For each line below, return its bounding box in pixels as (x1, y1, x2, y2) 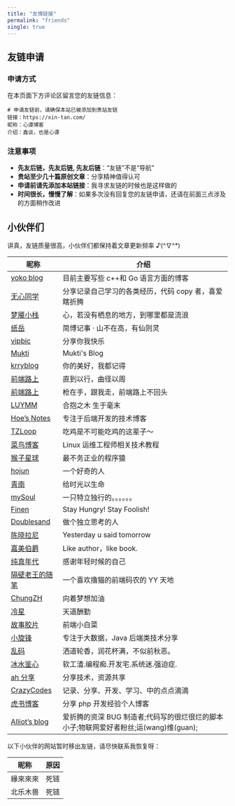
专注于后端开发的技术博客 (62, 414, 147, 423)
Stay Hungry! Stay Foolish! (62, 505, 150, 515)
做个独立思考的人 (62, 517, 119, 527)
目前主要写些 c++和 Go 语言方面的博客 (62, 273, 189, 283)
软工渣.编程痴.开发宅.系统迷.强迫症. (62, 659, 177, 669)
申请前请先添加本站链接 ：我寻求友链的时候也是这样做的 (17, 181, 177, 190)
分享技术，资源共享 (62, 673, 126, 682)
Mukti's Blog (62, 348, 104, 358)
